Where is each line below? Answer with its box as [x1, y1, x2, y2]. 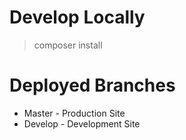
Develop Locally [9, 6, 146, 29]
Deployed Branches [9, 74, 176, 97]
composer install [33, 39, 103, 51]
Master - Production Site [23, 107, 126, 119]
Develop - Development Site [23, 117, 141, 130]
